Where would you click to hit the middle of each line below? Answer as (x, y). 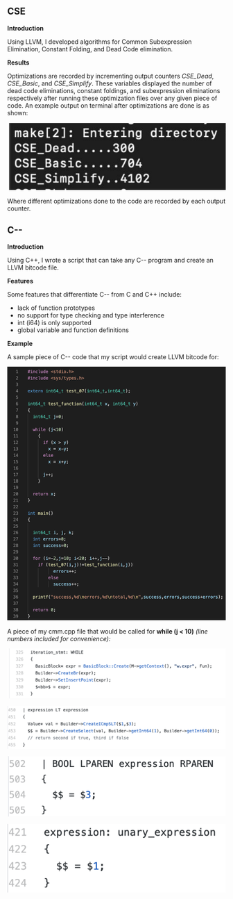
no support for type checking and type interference (91, 315)
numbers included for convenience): (59, 638)
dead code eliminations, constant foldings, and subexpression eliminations (114, 90)
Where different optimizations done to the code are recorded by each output (116, 201)
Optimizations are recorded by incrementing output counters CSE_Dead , (111, 76)
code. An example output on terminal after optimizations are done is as (108, 105)
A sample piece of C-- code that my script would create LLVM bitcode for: (113, 357)
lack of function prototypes (56, 308)
